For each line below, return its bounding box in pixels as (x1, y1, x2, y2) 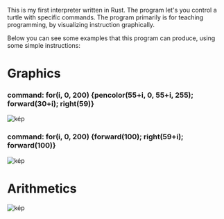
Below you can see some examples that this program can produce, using (7, 34, 216, 42)
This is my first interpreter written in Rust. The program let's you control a (7, 6, 217, 14)
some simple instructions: (7, 42, 81, 49)
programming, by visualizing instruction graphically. (7, 21, 155, 28)
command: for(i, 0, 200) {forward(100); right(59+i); (7, 132, 184, 141)
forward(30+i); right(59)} (7, 99, 95, 109)
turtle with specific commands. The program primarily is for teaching (7, 13, 204, 21)
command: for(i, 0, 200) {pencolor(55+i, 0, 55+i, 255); (7, 90, 194, 100)
